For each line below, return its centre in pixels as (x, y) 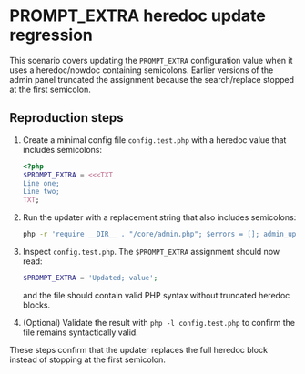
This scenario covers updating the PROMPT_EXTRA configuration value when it (151, 60)
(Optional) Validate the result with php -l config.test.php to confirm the (159, 322)
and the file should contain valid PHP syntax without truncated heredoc (156, 295)
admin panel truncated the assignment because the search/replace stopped (152, 79)
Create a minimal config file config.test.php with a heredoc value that (154, 140)
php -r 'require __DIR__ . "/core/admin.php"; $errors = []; (141, 234)
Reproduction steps (66, 118)
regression (51, 35)
